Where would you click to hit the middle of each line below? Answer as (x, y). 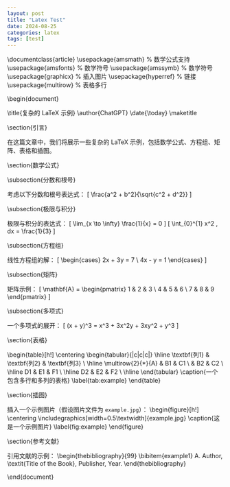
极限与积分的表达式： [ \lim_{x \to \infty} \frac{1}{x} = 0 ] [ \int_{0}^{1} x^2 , (113, 224)
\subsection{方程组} (35, 246)
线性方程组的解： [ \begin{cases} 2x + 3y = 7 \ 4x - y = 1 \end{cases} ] (107, 260)
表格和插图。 (37, 151)
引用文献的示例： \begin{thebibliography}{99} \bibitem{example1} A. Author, (115, 456)
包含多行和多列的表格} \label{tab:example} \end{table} (84, 381)
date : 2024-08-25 (32, 26)
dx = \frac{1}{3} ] (31, 231)
